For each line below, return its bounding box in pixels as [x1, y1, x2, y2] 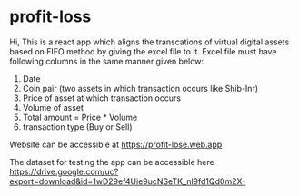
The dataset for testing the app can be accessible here [9, 156, 215, 167]
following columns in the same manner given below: [9, 55, 204, 66]
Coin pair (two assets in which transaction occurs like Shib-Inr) [22, 83, 259, 93]
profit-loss [9, 6, 92, 27]
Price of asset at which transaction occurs [22, 93, 182, 103]
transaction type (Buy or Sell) [22, 121, 133, 132]
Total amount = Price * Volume [22, 112, 138, 122]
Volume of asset [22, 102, 84, 113]
